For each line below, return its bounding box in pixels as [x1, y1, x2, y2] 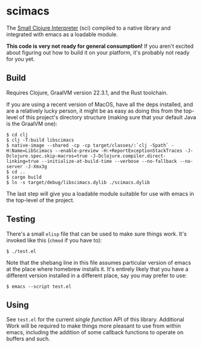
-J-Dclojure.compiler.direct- [90, 153, 166, 159]
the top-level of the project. [6, 196, 74, 203]
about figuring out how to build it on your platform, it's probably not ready [6, 48, 190, 56]
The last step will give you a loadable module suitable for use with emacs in [6, 190, 195, 197]
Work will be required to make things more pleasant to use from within [6, 322, 181, 329]
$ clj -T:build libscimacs [6, 137, 74, 143]
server [6, 164, 23, 170]
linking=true [6, 158, 39, 164]
